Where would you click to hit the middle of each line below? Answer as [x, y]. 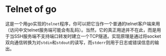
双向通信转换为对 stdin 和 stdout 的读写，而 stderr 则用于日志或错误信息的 [80, 42]
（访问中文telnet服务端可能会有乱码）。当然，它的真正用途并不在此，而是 [81, 30]
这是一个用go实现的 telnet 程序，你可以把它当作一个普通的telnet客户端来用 [83, 23]
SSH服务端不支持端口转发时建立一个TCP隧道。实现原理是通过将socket [88, 36]
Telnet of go [31, 9]
